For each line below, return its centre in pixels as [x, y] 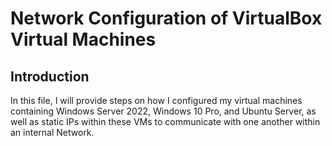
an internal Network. [52, 132]
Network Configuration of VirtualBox [166, 18]
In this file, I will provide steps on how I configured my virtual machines [156, 100]
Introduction [50, 76]
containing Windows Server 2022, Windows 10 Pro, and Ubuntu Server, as [163, 111]
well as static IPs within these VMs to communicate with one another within [165, 121]
